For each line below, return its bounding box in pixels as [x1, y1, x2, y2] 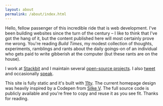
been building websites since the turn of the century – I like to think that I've [5, 30, 158, 36]
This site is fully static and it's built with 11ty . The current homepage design [5, 80, 156, 86]
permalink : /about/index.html [5, 12, 67, 17]
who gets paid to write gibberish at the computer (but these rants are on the [5, 51, 158, 56]
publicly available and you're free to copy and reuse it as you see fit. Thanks [5, 90, 159, 96]
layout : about [5, 7, 34, 12]
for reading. [5, 95, 29, 101]
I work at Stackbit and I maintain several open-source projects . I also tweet [5, 65, 156, 71]
